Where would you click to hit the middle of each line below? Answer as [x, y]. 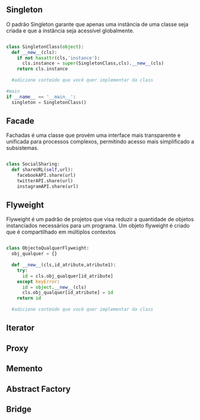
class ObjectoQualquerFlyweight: [48, 248]
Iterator [20, 328]
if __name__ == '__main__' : [41, 97]
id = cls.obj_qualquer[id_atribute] [67, 276]
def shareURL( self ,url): [42, 170]
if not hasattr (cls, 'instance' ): [59, 58]
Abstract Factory [39, 389]
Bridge [19, 409]
